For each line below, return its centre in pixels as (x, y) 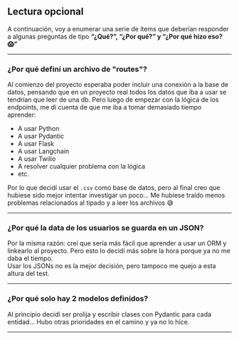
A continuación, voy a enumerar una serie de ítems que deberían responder (118, 28)
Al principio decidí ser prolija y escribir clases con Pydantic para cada (110, 314)
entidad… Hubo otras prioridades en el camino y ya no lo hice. (99, 322)
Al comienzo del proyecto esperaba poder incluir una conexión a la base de (118, 85)
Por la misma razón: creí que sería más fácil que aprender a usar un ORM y (117, 243)
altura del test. (28, 274)
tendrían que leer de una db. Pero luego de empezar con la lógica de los (113, 100)
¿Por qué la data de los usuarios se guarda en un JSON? (106, 228)
